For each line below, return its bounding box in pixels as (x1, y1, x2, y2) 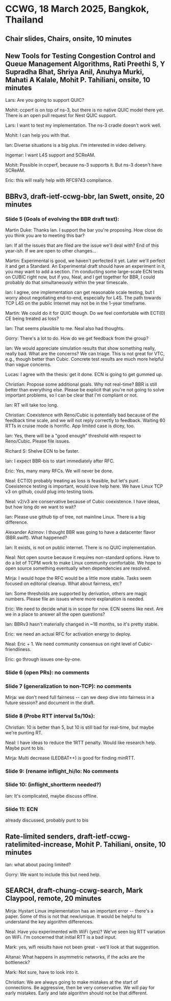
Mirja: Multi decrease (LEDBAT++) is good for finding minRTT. (5, 755, 135, 761)
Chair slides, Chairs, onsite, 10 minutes (5, 34, 132, 43)
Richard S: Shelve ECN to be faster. (5, 448, 80, 454)
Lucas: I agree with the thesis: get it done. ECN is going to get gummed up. (5, 371, 163, 378)
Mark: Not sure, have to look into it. (5, 969, 79, 975)
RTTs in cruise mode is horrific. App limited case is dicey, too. (5, 423, 135, 429)
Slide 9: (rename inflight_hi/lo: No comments (5, 767, 119, 775)
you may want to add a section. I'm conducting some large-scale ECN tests (5, 269, 164, 275)
